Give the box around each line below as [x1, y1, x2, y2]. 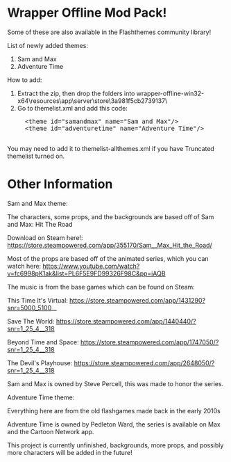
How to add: [7, 75, 42, 84]
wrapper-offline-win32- [136, 89, 205, 97]
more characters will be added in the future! [7, 448, 133, 456]
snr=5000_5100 [7, 303, 52, 312]
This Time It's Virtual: [7, 296, 68, 304]
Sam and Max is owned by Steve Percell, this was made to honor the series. [7, 379, 224, 388]
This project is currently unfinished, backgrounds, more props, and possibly [7, 440, 224, 449]
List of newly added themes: [7, 41, 89, 49]
